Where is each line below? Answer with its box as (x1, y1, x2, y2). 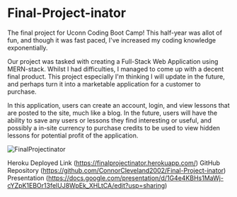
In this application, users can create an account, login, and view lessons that (7, 101, 230, 109)
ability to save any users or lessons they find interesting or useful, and (7, 116, 212, 125)
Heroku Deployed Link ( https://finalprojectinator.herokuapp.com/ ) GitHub (7, 158, 221, 167)
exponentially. (7, 43, 48, 52)
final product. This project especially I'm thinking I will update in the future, (7, 72, 225, 81)
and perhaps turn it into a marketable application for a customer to (7, 79, 201, 88)
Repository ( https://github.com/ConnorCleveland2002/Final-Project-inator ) (7, 166, 226, 174)
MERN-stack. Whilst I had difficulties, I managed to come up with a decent (7, 64, 224, 73)
